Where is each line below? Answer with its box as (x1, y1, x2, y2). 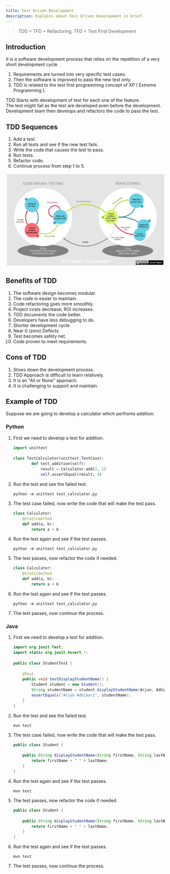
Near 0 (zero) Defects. (13, 327, 60, 334)
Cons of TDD (6, 353, 47, 362)
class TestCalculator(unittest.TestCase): (13, 456, 104, 461)
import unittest (13, 445, 48, 450)
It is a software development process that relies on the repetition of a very (6, 56, 160, 62)
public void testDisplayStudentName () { (22, 677, 109, 682)
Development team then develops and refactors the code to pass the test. (6, 108, 160, 114)
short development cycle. (6, 61, 59, 68)
